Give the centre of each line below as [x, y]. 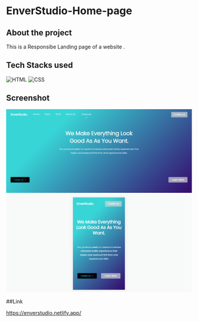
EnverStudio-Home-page [69, 11]
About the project [39, 33]
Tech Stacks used [39, 65]
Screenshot [28, 98]
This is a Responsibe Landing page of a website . [66, 47]
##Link [14, 301]
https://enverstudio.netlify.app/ [44, 313]
